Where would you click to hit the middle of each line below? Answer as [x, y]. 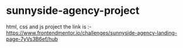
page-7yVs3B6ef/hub [32, 39]
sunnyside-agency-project [73, 11]
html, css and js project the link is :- [49, 27]
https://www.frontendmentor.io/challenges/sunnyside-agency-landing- [91, 32]
